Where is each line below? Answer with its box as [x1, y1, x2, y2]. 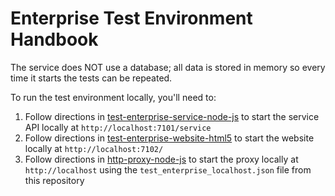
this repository [24, 174, 85, 186]
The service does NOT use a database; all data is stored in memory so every [10, 61, 326, 73]
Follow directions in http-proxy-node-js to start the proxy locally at [24, 153, 299, 165]
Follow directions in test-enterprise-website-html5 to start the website [24, 132, 315, 144]
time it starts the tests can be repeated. [10, 72, 173, 84]
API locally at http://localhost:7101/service [24, 121, 212, 133]
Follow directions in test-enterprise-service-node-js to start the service [24, 110, 320, 122]
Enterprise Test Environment [10, 7, 253, 30]
